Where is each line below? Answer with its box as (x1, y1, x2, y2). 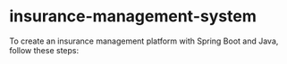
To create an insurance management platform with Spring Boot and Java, (9, 36, 279, 46)
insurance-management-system (9, 6, 257, 27)
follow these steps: (9, 44, 79, 55)
